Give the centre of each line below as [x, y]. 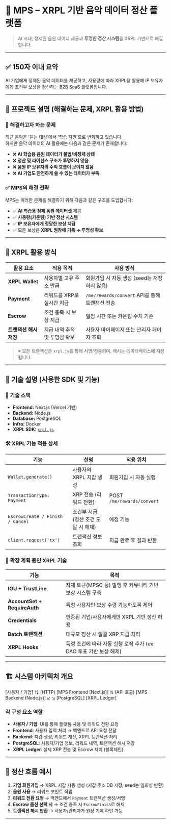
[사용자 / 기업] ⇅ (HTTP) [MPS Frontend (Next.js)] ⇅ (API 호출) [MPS [76, 692]
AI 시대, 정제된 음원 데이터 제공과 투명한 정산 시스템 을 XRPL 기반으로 [85, 38]
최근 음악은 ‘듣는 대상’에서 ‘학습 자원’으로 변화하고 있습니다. [64, 137]
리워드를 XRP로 [61, 295]
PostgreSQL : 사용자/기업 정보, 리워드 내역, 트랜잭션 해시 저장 [74, 743]
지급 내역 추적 [60, 330]
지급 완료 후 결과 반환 [133, 540]
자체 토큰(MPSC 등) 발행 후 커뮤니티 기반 [112, 585]
